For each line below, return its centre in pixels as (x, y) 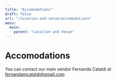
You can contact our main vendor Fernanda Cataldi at (58, 69)
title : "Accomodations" (29, 9)
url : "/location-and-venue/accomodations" (48, 18)
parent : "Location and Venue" (44, 32)
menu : (10, 23)
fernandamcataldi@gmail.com (35, 74)
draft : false (18, 14)
